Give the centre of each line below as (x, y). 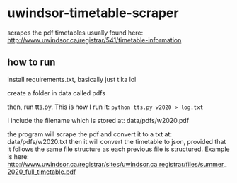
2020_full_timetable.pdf (42, 172)
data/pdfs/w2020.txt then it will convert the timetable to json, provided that (117, 141)
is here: (18, 156)
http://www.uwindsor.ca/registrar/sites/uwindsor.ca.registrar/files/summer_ (117, 164)
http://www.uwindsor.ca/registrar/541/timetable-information (94, 40)
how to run (31, 63)
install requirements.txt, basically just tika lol (72, 79)
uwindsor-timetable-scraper (93, 13)
